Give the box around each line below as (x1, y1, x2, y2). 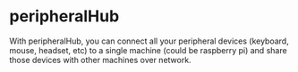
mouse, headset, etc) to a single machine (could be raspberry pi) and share (9, 44, 288, 55)
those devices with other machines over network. (9, 54, 192, 65)
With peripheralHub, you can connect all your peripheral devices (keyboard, (9, 36, 289, 46)
